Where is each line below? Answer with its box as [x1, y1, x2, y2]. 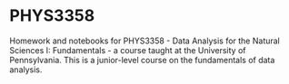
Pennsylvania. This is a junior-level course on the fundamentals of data [9, 54, 275, 65]
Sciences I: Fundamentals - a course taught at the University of [9, 44, 246, 55]
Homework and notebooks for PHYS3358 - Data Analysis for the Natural [9, 35, 280, 46]
